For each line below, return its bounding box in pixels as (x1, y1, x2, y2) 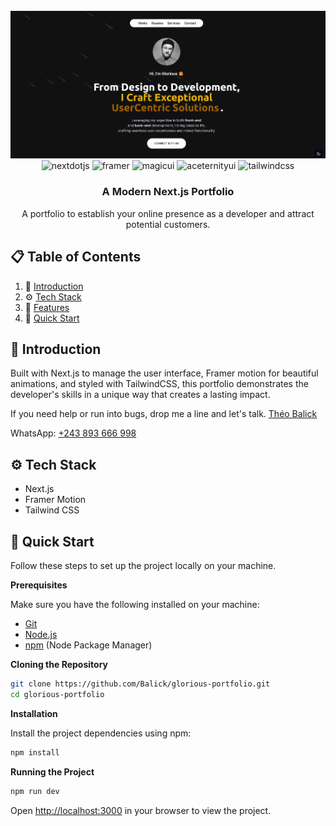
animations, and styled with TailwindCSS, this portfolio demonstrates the (10, 378, 309, 390)
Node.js (24, 629, 58, 641)
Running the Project (10, 765, 95, 778)
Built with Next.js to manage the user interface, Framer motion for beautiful (10, 367, 319, 379)
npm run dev (10, 786, 60, 796)
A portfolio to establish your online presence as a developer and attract (21, 207, 315, 219)
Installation (10, 707, 58, 719)
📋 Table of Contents (10, 249, 142, 266)
